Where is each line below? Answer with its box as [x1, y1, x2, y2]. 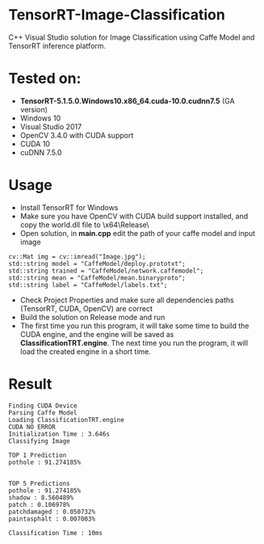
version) [19, 104, 48, 114]
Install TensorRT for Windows [19, 202, 119, 212]
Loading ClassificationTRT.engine [8, 415, 125, 424]
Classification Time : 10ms [8, 529, 103, 537]
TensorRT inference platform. [8, 40, 107, 50]
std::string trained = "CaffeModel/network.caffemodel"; [8, 267, 204, 275]
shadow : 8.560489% [8, 493, 74, 502]
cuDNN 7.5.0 [19, 147, 62, 157]
